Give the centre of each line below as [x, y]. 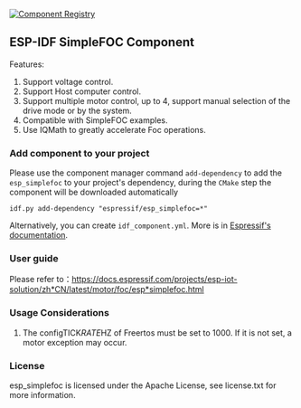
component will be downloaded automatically [94, 192]
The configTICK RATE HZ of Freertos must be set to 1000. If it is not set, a [157, 332]
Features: [27, 64]
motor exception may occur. [75, 342]
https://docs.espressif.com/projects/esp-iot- [155, 280]
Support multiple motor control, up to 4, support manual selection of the [156, 100]
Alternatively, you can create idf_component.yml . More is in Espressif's [140, 225]
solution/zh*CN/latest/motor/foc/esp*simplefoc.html [107, 289]
